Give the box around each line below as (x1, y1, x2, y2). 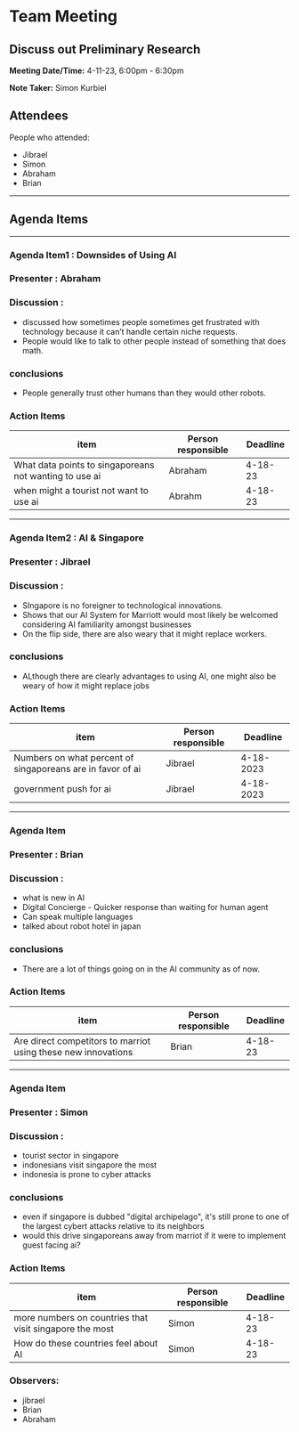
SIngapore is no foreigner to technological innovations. (21, 599, 223, 611)
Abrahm (168, 490, 203, 502)
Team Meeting (9, 6, 118, 27)
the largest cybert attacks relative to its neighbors (21, 1221, 205, 1232)
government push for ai (13, 783, 111, 795)
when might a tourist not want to (13, 484, 149, 497)
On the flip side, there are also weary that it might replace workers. (21, 628, 268, 639)
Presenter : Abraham (9, 273, 101, 285)
